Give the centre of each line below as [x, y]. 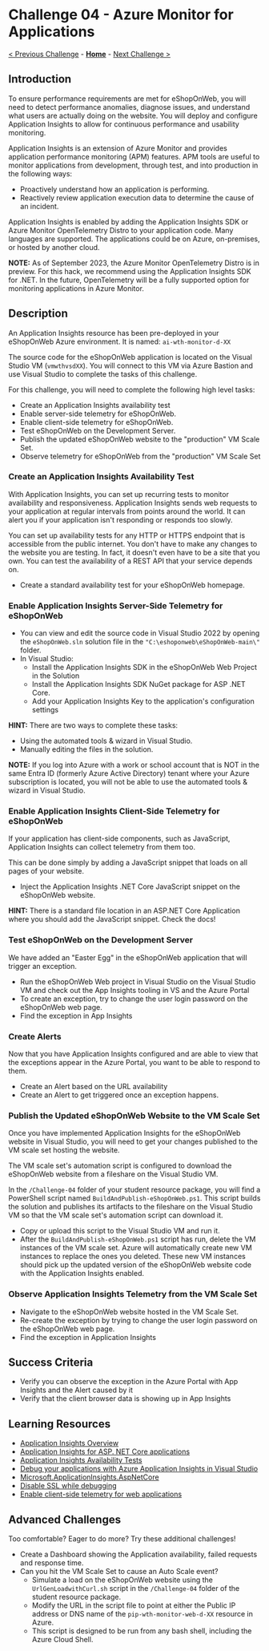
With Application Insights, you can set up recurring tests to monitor [119, 494]
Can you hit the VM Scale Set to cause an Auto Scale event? [119, 1572]
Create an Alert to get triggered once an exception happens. [119, 1095]
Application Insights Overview [69, 1443]
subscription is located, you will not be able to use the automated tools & [128, 782]
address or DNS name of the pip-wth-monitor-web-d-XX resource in [143, 1614]
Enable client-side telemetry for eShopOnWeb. [96, 422]
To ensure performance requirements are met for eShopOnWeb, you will [127, 99]
